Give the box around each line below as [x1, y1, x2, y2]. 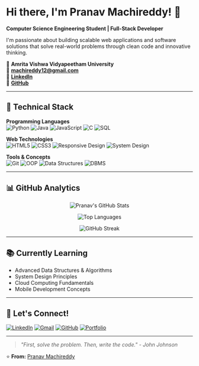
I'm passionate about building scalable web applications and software [6, 36, 176, 43]
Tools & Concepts [6, 153, 51, 160]
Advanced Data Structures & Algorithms [14, 267, 113, 274]
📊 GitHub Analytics [6, 183, 81, 193]
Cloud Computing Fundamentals [14, 280, 94, 287]
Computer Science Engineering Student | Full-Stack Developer [6, 25, 163, 32]
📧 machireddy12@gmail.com [6, 66, 79, 73]
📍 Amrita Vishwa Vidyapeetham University [6, 60, 114, 68]
